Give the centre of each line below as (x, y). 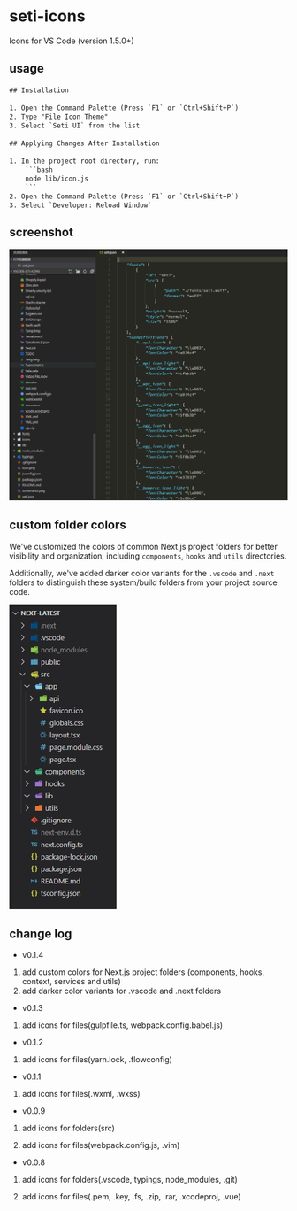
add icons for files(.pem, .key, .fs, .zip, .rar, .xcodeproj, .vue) (131, 1197)
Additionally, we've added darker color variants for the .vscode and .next (142, 573)
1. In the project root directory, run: (85, 161)
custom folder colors (68, 525)
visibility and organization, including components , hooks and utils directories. (148, 556)
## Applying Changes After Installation (85, 143)
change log (41, 934)
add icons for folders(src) (68, 1128)
